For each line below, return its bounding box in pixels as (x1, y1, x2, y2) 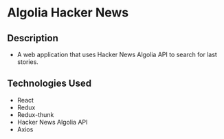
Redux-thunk (16, 110, 54, 118)
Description (7, 32, 58, 44)
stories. (16, 58, 39, 66)
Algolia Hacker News (7, 5, 129, 21)
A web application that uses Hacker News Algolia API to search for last (16, 50, 218, 58)
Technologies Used (7, 78, 91, 89)
